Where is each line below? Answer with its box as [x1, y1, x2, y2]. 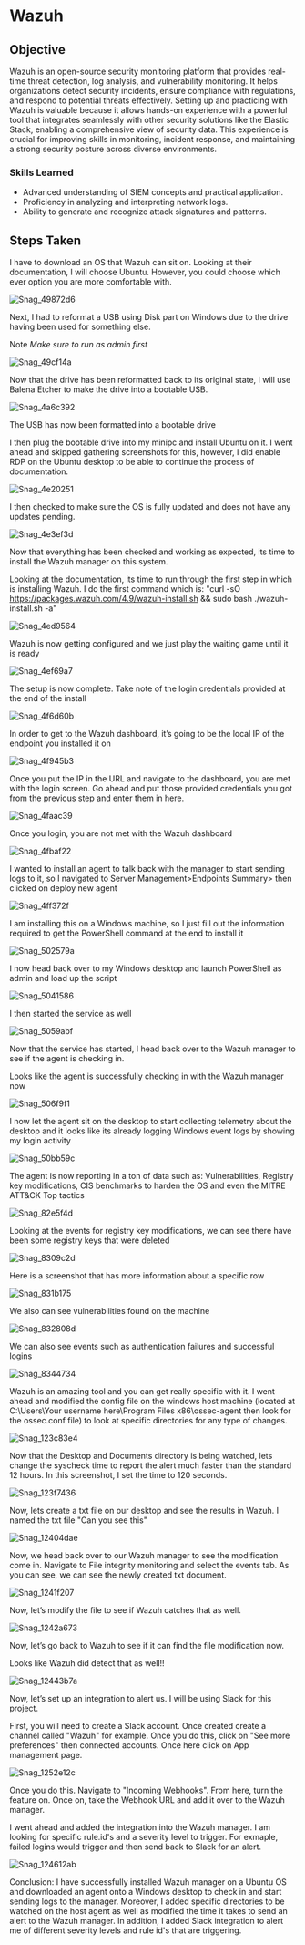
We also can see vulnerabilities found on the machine [9, 1306, 210, 1317]
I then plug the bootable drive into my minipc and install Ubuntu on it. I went [9, 437, 293, 448]
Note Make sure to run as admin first [9, 339, 148, 350]
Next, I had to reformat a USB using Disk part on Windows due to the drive [9, 312, 289, 323]
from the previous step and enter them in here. [9, 792, 185, 803]
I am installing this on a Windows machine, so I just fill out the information [9, 918, 285, 929]
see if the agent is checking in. [9, 1053, 125, 1064]
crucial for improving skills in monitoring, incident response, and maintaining [9, 134, 296, 144]
